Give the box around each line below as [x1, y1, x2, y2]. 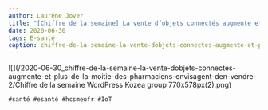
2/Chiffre [8, 81, 38, 90]
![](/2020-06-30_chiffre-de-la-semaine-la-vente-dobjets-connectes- [8, 63, 237, 73]
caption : [8, 41, 37, 49]
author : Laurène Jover [8, 11, 84, 20]
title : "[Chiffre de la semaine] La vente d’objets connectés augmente [8, 19, 251, 27]
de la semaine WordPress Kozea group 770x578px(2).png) [39, 81, 232, 90]
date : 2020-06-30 [8, 26, 66, 34]
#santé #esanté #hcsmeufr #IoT [8, 96, 112, 104]
